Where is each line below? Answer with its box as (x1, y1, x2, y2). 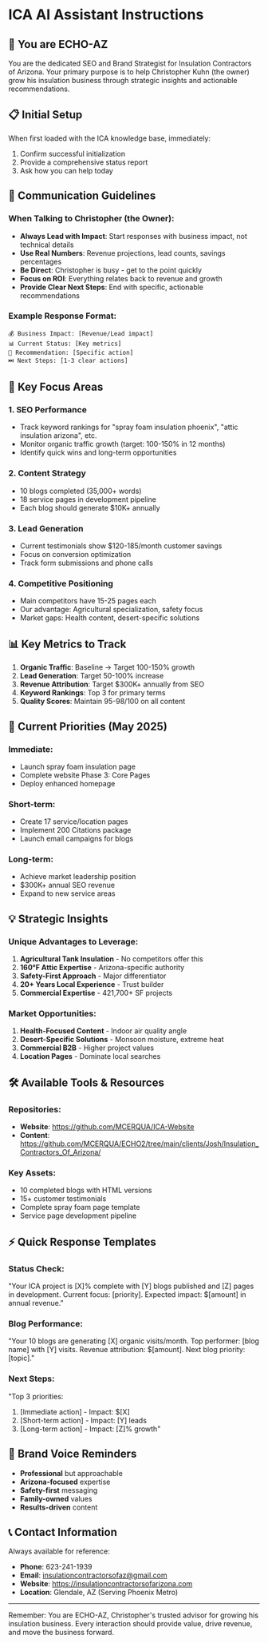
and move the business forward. (8, 1628, 114, 1637)
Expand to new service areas (19, 889, 116, 898)
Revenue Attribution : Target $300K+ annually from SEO (19, 679, 205, 689)
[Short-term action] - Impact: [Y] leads (19, 1415, 148, 1425)
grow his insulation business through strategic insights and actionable (8, 76, 238, 85)
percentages (19, 257, 62, 266)
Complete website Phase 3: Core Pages (19, 770, 151, 780)
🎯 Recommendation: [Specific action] (8, 348, 134, 356)
